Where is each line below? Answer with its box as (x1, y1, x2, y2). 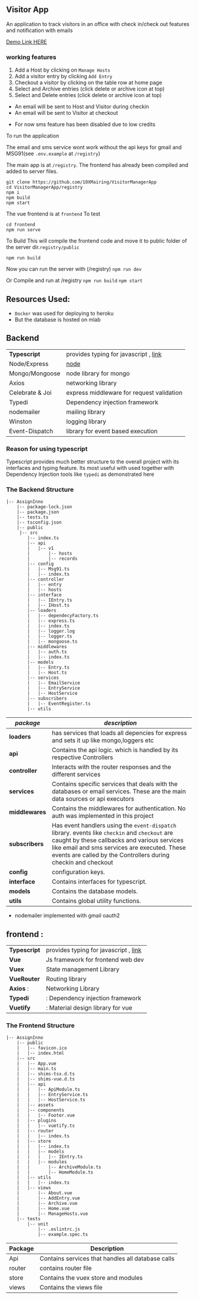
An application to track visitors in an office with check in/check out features (6, 20, 190, 27)
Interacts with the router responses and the (52, 763, 171, 771)
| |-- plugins (16, 1118, 57, 1124)
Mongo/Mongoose (9, 369, 61, 378)
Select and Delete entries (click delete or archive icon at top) (14, 92, 162, 99)
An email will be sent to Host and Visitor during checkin (14, 103, 149, 110)
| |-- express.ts (27, 618, 75, 624)
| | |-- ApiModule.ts (16, 1087, 81, 1092)
